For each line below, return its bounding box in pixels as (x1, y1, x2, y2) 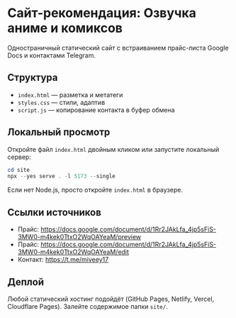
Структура (7, 72, 58, 84)
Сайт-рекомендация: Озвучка (7, 5, 196, 21)
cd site (7, 166, 30, 173)
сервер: (7, 153, 32, 161)
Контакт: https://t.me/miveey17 (17, 256, 109, 264)
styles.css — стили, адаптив (17, 98, 106, 106)
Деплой (7, 275, 45, 288)
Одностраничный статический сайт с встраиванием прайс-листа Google (7, 43, 229, 52)
